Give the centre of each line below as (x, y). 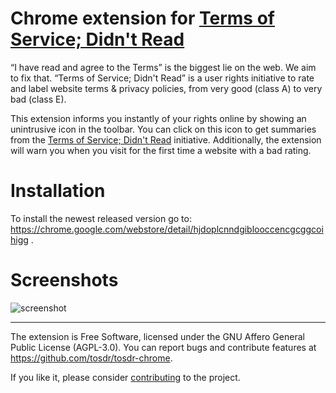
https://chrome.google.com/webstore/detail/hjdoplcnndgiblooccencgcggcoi (167, 229)
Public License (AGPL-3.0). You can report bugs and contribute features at (163, 347)
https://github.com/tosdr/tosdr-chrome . (91, 358)
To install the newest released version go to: (101, 218)
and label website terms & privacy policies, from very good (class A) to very (166, 88)
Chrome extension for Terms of (142, 18)
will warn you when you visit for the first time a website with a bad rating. (161, 150)
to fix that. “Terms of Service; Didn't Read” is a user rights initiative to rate (162, 78)
